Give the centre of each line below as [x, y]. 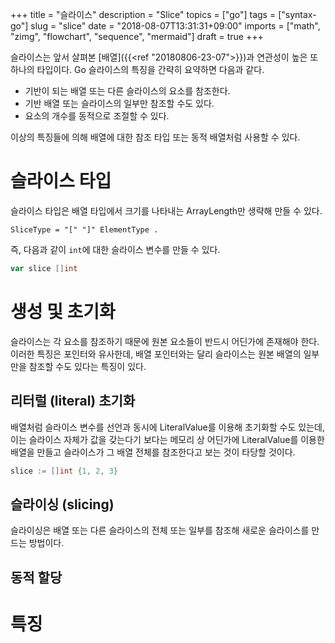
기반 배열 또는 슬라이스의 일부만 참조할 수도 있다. [119, 103]
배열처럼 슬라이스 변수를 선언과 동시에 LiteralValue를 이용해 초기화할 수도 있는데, [167, 427]
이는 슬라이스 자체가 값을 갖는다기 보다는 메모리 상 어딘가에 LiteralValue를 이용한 [167, 439]
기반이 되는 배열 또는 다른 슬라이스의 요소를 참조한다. [127, 91]
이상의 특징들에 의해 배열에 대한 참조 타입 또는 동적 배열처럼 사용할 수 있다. [155, 137]
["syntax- [297, 14]
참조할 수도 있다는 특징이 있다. [87, 366]
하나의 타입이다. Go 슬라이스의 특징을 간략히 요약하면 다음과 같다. [137, 69]
